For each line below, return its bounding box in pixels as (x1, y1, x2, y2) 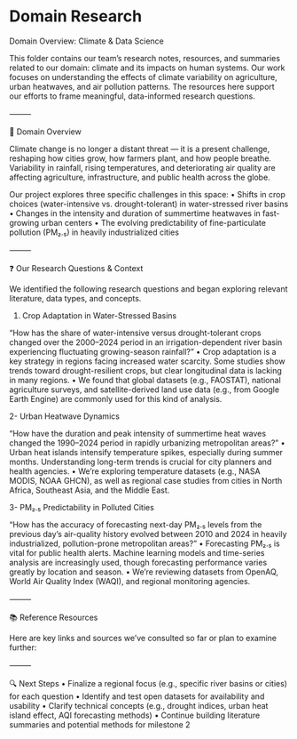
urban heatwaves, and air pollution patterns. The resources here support (9, 81, 275, 92)
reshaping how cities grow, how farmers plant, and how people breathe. (9, 153, 272, 164)
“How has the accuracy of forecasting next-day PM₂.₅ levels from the (9, 518, 262, 530)
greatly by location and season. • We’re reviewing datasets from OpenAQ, (9, 566, 279, 577)
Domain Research (9, 6, 143, 27)
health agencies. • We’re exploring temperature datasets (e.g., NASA (9, 465, 261, 477)
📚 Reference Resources (9, 612, 98, 623)
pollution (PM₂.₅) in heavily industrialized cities (9, 227, 180, 237)
